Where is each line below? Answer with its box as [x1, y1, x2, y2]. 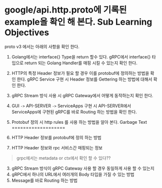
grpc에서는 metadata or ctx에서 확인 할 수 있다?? [16, 155, 111, 161]
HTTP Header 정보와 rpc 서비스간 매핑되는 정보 [11, 145, 103, 150]
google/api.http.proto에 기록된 [4, 4, 127, 15]
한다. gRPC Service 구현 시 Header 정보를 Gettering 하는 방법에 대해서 [16, 76, 152, 82]
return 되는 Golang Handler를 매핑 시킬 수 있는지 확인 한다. [24, 60, 138, 66]
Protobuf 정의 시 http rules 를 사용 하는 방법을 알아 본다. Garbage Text [11, 119, 147, 125]
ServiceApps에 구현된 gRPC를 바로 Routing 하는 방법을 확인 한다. [11, 109, 137, 115]
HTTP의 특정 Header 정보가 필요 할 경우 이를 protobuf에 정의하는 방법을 [11, 70, 149, 76]
